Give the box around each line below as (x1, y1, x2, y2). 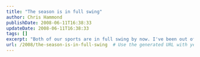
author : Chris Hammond (6, 14, 62, 20)
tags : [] (6, 31, 28, 37)
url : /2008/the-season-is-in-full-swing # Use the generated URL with (6, 42, 187, 48)
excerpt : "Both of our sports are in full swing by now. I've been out (6, 36, 187, 42)
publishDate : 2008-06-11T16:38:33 (6, 20, 92, 26)
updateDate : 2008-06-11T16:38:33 (6, 25, 89, 31)
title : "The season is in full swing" (6, 8, 102, 15)
